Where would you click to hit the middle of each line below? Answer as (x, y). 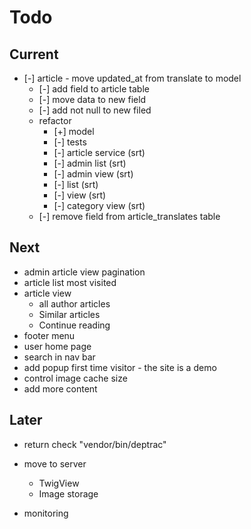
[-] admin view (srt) (93, 174)
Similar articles (69, 314)
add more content (60, 388)
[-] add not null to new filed (95, 110)
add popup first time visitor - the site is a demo (120, 367)
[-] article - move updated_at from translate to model (132, 78)
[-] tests (70, 142)
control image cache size (75, 378)
